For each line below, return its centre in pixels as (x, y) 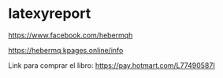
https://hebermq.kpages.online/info (66, 50)
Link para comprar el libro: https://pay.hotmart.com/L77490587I (111, 65)
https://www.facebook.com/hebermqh (71, 35)
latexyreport (50, 14)
